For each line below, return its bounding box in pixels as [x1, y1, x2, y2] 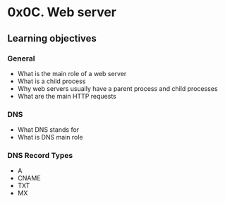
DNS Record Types [7, 151, 73, 161]
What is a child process [17, 77, 86, 85]
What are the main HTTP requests [17, 92, 116, 100]
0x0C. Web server [7, 4, 117, 20]
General [7, 54, 35, 63]
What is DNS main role [17, 133, 83, 142]
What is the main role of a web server [17, 69, 127, 78]
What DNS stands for [17, 125, 80, 134]
